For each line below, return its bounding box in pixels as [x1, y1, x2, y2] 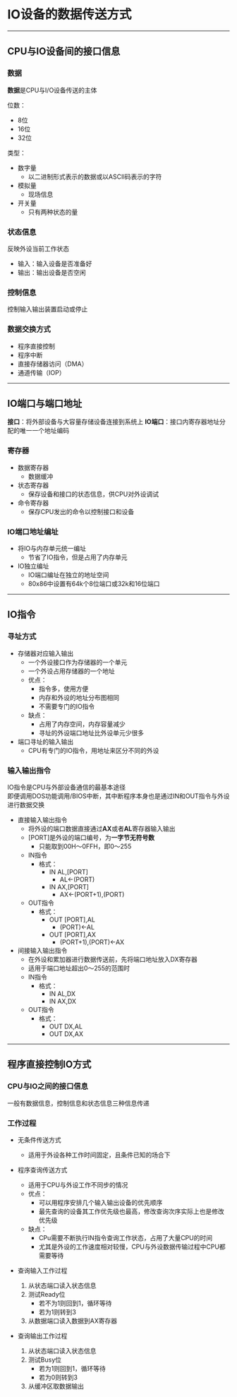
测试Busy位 [28, 1355, 62, 1364]
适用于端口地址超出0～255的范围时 [28, 963, 130, 972]
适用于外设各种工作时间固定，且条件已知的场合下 [28, 1151, 171, 1159]
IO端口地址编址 [7, 527, 59, 537]
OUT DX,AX [49, 1029, 83, 1038]
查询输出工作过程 [17, 1331, 68, 1340]
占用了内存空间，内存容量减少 [38, 720, 126, 728]
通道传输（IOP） [17, 368, 66, 376]
